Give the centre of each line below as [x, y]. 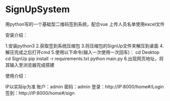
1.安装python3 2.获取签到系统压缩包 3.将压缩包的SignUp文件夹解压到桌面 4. [84, 46]
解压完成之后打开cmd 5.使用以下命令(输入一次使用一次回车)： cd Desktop [82, 52]
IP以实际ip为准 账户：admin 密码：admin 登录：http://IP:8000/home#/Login [84, 86]
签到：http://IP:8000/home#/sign [40, 93]
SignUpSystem [38, 9]
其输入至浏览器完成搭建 [30, 65]
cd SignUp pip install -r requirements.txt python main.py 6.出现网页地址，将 [84, 58]
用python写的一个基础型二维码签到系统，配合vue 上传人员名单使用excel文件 [85, 24]
